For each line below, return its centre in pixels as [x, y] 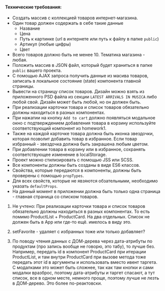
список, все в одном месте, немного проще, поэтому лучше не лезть [85, 278]
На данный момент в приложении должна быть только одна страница [86, 192]
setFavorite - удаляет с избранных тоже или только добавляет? [79, 232]
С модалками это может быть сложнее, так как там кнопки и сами [83, 268]
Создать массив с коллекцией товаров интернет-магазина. [75, 18]
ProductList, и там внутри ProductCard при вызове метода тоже [79, 257]
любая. [20, 60]
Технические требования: [33, 7]
